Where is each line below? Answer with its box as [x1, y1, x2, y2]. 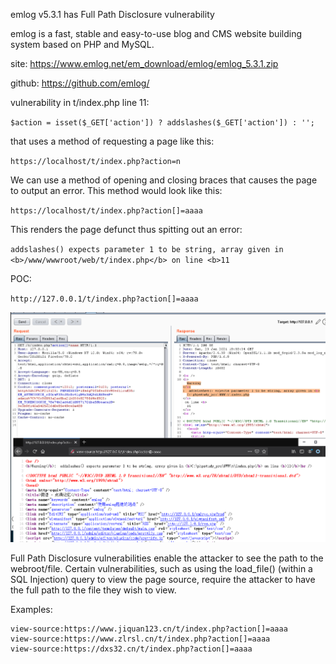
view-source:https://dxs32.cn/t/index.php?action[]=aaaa [10, 644, 253, 654]
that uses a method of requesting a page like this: [10, 135, 215, 147]
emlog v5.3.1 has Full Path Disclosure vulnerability [10, 9, 215, 20]
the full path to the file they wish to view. [10, 584, 177, 596]
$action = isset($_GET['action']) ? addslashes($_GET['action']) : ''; [10, 118, 315, 128]
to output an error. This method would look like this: [10, 185, 223, 196]
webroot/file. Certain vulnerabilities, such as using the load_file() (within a [10, 562, 313, 574]
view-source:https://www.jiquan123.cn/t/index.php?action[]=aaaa [10, 624, 288, 634]
